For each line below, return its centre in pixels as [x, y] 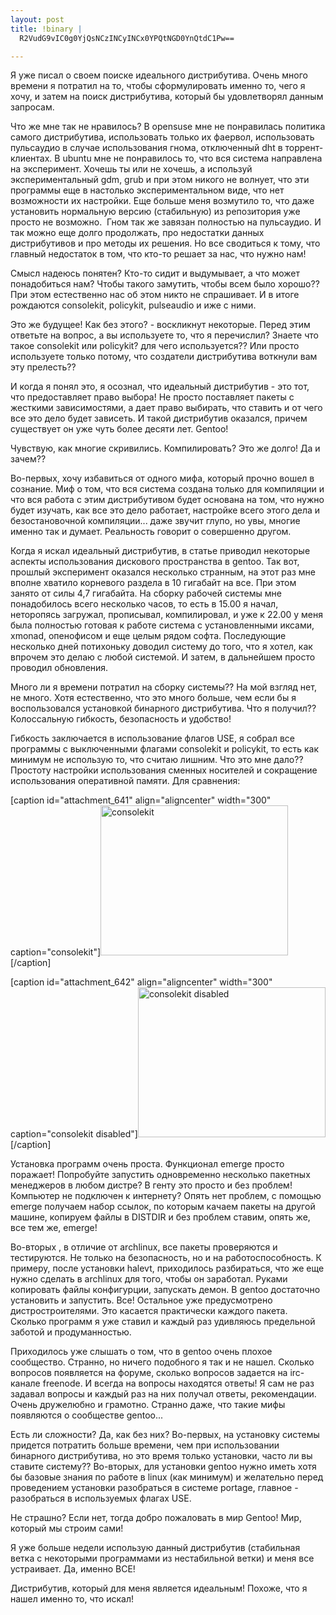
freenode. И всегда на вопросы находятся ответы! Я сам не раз [178, 1383]
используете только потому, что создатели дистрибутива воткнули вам [164, 357]
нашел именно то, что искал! [72, 1599]
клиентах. [31, 158]
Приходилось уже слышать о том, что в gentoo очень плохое [141, 1352]
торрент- [304, 148]
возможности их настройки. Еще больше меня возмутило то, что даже [162, 201]
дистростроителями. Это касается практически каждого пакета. [149, 1311]
